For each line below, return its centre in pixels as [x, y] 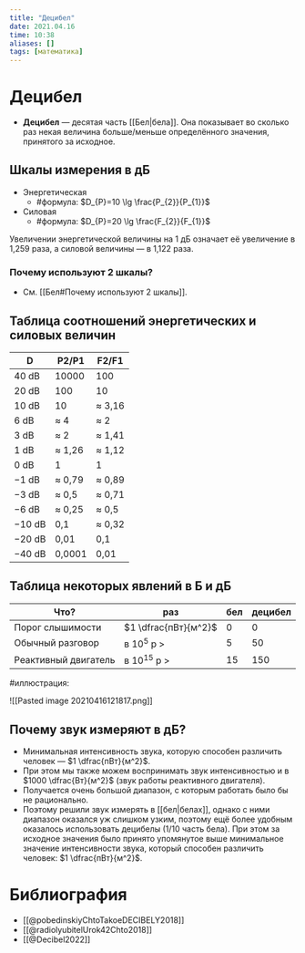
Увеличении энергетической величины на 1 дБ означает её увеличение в [152, 239]
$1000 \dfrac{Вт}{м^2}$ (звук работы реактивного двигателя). [144, 781]
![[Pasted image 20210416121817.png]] [81, 701]
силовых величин [63, 335]
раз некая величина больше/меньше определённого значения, [146, 132]
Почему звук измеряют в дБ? [98, 729]
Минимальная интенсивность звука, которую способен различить [152, 751]
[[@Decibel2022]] [56, 939]
